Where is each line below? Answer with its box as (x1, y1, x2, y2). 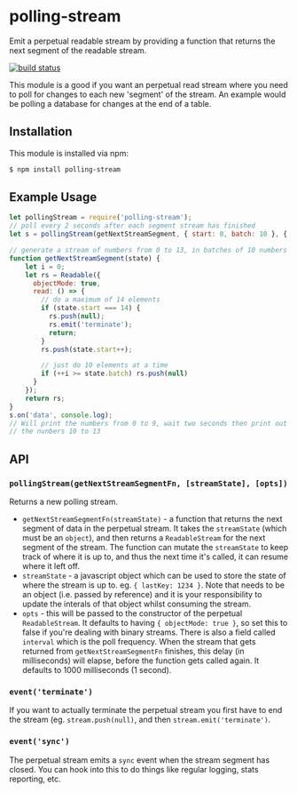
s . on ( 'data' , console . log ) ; (9, 411, 113, 420)
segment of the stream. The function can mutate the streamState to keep (21, 542, 289, 552)
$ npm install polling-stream (9, 164, 121, 174)
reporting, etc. (9, 773, 62, 784)
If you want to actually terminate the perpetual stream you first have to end (9, 705, 283, 716)
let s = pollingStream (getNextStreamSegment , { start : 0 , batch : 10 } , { (9, 229, 288, 239)
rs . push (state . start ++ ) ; (41, 345, 133, 354)
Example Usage (9, 189, 98, 205)
